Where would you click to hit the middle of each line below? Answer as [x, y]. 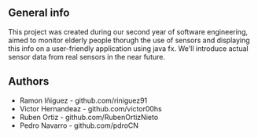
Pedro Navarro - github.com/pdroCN [79, 125]
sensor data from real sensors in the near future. [87, 56]
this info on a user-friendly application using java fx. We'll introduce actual [129, 48]
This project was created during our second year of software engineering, [128, 31]
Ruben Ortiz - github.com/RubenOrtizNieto [89, 117]
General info [39, 13]
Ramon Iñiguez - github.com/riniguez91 [83, 100]
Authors [29, 82]
